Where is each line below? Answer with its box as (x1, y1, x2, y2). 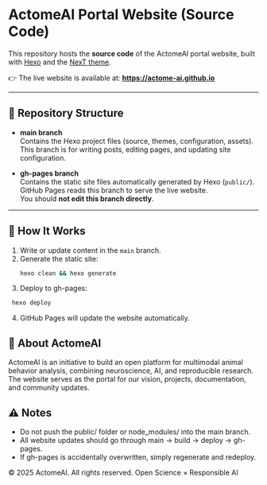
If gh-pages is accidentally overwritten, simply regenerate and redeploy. (19, 452, 257, 462)
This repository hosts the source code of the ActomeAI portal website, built (8, 48, 256, 58)
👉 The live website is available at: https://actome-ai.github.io (8, 73, 215, 83)
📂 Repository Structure (8, 107, 124, 120)
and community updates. (8, 383, 90, 393)
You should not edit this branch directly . (19, 193, 154, 204)
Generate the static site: (19, 254, 99, 263)
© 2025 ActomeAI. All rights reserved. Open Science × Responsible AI (8, 468, 238, 477)
